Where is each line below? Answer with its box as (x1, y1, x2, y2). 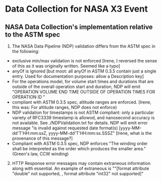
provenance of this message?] (12, 135, 73, 141)
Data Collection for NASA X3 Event (5, 3, 148, 15)
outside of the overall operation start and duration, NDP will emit (12, 84, 141, 90)
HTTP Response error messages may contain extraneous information (12, 161, 151, 166)
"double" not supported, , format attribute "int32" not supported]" (12, 171, 144, 176)
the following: (12, 49, 40, 54)
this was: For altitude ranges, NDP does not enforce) (12, 105, 117, 110)
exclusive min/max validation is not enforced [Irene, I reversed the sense (12, 58, 157, 64)
